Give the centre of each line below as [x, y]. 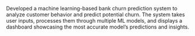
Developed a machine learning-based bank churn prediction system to [92, 8]
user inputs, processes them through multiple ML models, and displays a [94, 21]
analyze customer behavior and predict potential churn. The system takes [96, 15]
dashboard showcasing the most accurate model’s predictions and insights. [98, 27]
